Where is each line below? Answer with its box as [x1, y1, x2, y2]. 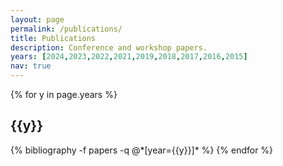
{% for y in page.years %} [10, 89, 118, 100]
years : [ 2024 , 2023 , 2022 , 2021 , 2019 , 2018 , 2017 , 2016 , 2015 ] [10, 52, 248, 62]
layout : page [10, 14, 65, 25]
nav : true [10, 61, 52, 71]
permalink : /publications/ [10, 24, 123, 34]
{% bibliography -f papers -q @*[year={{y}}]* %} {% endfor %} [10, 144, 274, 156]
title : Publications [10, 33, 97, 43]
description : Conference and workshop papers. [10, 42, 208, 53]
